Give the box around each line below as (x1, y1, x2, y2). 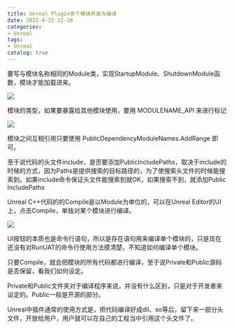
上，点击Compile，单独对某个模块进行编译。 (7, 206, 136, 214)
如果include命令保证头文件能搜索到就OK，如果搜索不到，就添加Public (25, 175, 226, 183)
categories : (7, 23, 42, 30)
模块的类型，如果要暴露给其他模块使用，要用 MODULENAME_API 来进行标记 (7, 106, 227, 114)
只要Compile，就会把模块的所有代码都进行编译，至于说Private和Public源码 (7, 258, 222, 266)
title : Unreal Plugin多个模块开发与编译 (7, 10, 117, 17)
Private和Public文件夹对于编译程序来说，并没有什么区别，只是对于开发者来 (7, 281, 223, 290)
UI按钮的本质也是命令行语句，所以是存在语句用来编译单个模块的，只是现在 (7, 234, 222, 242)
